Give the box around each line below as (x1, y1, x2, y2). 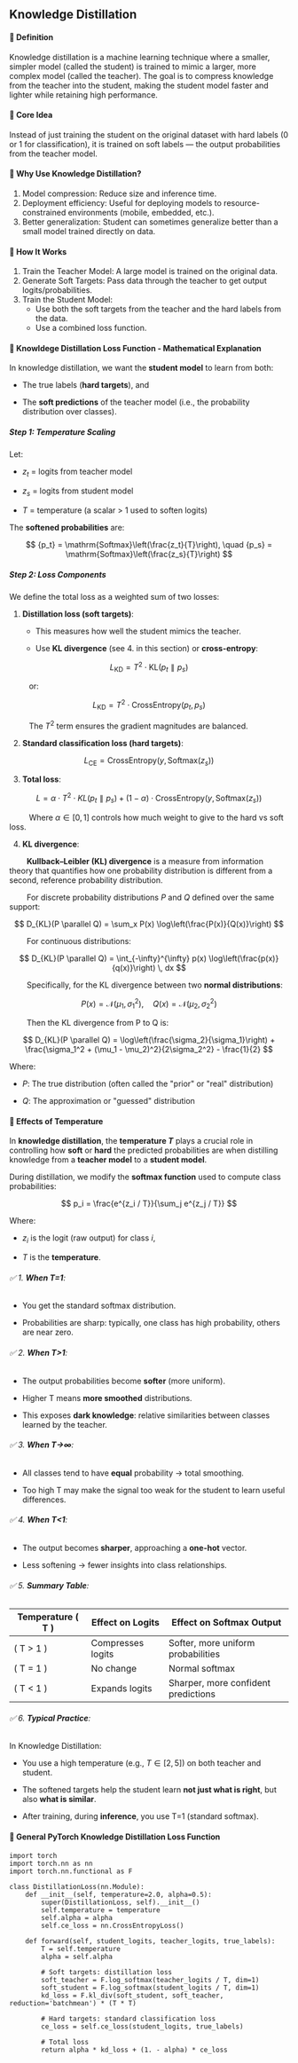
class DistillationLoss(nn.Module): (9, 1882, 145, 1891)
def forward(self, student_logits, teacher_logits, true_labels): (25, 1936, 276, 1946)
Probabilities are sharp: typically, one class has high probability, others (21, 1318, 281, 1328)
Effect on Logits (91, 1617, 160, 1629)
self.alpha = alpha (41, 1913, 114, 1922)
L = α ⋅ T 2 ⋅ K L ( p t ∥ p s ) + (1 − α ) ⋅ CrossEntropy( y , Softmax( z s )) (35, 791, 263, 806)
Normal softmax (168, 1663, 235, 1675)
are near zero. (21, 1327, 74, 1338)
